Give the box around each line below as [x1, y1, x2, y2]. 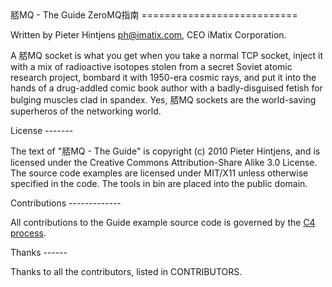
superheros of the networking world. [10, 105, 162, 117]
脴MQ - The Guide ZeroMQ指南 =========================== [10, 9, 298, 21]
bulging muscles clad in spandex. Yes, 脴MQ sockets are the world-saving [10, 94, 317, 106]
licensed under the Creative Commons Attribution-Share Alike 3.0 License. [10, 157, 318, 168]
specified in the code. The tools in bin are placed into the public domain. [10, 178, 308, 189]
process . [10, 227, 47, 239]
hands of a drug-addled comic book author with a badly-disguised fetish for [10, 82, 323, 94]
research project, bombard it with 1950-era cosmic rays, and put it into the [10, 72, 317, 83]
